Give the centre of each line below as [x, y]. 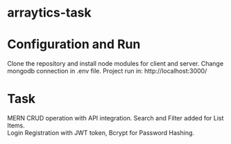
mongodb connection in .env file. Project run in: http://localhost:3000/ [107, 71]
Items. [16, 125]
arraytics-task [49, 13]
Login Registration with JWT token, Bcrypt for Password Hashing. [101, 133]
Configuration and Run [74, 45]
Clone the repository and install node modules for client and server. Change [115, 64]
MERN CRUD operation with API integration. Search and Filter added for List [115, 118]
